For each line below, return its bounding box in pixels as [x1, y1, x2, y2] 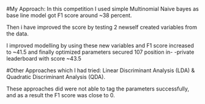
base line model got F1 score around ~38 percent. [6, 12, 132, 19]
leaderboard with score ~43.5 [6, 55, 81, 62]
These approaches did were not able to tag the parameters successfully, [6, 85, 190, 92]
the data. [6, 30, 29, 37]
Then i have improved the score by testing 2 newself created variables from [6, 24, 198, 31]
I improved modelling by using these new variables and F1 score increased [6, 42, 194, 49]
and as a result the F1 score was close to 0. [6, 92, 115, 98]
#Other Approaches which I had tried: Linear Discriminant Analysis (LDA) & [6, 67, 195, 74]
